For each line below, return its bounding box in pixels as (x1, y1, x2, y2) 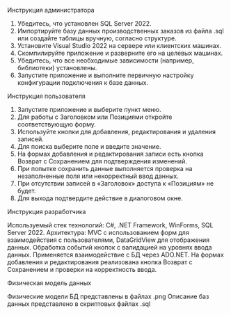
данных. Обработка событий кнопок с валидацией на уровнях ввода (7, 243, 212, 251)
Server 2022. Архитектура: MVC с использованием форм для (7, 229, 189, 236)
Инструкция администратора (7, 6, 95, 14)
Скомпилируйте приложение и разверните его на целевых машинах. (17, 49, 223, 57)
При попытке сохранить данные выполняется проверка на (17, 165, 193, 172)
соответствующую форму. (17, 120, 96, 128)
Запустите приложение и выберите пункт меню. (17, 106, 161, 113)
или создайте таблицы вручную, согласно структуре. (17, 34, 177, 42)
